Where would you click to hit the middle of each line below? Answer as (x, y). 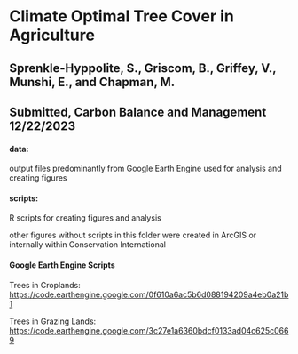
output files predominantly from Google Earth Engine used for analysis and (145, 169)
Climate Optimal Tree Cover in (122, 16)
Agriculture (52, 35)
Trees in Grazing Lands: (53, 321)
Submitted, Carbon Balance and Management (138, 112)
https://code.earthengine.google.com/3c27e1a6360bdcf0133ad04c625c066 (149, 330)
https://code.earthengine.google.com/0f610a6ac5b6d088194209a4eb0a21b (149, 294)
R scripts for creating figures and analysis (85, 218)
